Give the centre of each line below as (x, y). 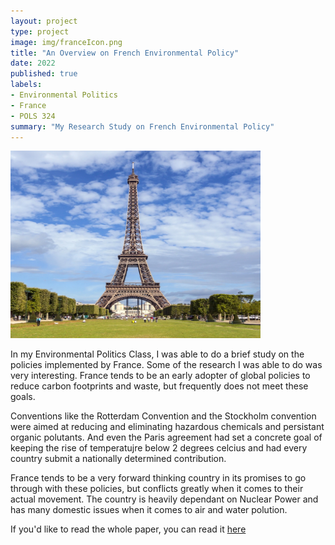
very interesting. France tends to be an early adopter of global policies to (160, 376)
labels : (26, 85)
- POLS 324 (33, 116)
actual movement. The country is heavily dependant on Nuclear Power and (164, 499)
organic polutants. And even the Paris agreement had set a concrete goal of (166, 437)
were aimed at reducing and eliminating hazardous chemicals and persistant (167, 427)
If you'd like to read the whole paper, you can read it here (128, 529)
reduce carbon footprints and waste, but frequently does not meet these (159, 386)
